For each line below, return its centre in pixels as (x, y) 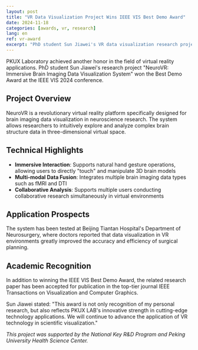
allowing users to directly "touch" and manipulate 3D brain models (95, 171)
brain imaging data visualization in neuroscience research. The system (92, 119)
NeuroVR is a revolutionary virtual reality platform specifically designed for (96, 113)
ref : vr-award (24, 39)
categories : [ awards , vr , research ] (51, 28)
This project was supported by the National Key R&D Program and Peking (96, 335)
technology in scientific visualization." (52, 323)
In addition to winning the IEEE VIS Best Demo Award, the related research (96, 280)
